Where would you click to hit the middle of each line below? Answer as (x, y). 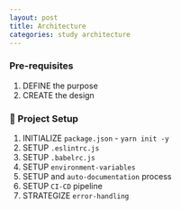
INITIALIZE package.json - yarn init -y (95, 138)
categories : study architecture (70, 34)
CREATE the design (58, 95)
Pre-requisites (41, 66)
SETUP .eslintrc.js (61, 147)
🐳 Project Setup (44, 118)
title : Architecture (48, 26)
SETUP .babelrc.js (59, 157)
